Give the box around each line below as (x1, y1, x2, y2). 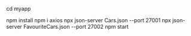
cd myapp (6, 5, 31, 12)
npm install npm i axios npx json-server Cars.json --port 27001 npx (6, 17, 172, 23)
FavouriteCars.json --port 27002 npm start (23, 23, 129, 30)
